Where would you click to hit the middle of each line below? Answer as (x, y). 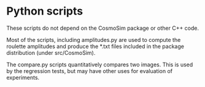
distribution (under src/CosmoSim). (51, 52)
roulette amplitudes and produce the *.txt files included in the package (95, 46)
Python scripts (45, 11)
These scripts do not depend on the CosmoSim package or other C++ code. (103, 28)
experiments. (23, 77)
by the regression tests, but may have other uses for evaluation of (90, 71)
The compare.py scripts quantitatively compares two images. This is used (100, 64)
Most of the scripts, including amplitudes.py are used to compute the (94, 40)
